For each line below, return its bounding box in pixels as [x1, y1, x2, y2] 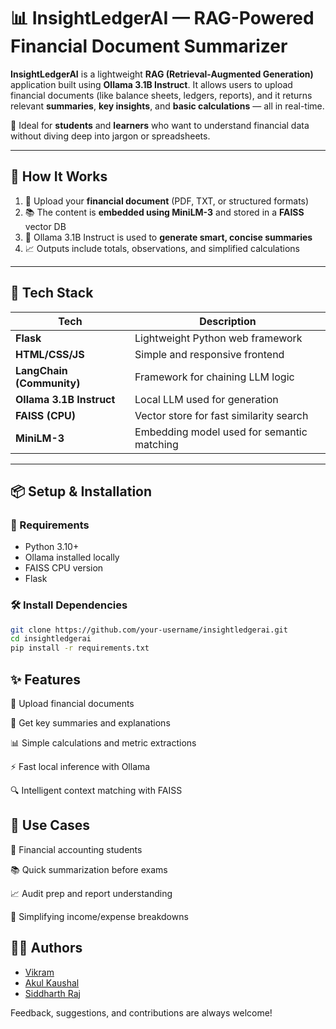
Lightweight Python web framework [134, 331, 303, 345]
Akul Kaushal [24, 976, 80, 989]
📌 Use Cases [10, 817, 91, 834]
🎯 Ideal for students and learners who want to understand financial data [10, 119, 310, 131]
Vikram [24, 966, 55, 978]
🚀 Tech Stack [10, 285, 94, 302]
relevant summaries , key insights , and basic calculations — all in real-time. [10, 100, 325, 112]
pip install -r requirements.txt [10, 643, 150, 654]
